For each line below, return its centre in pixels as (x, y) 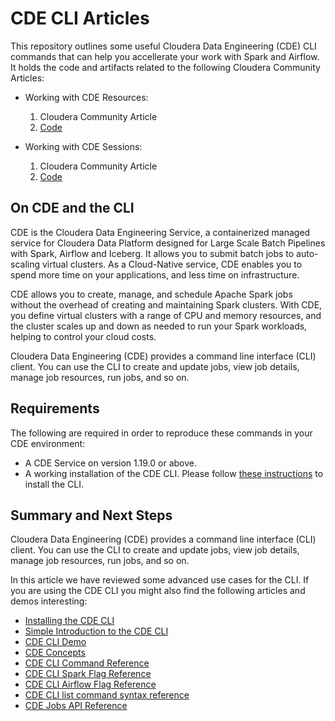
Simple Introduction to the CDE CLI (96, 631)
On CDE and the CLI (72, 208)
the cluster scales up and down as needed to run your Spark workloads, (159, 326)
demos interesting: (49, 601)
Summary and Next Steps (91, 515)
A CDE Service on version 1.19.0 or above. (111, 463)
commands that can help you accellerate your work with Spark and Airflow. (165, 56)
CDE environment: (48, 443)
